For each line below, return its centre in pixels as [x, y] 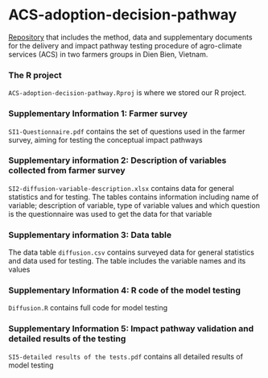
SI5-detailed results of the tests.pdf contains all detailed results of [126, 356]
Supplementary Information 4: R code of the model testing [125, 290]
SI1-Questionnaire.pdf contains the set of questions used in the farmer [127, 131]
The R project [35, 75]
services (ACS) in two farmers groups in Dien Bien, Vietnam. [108, 54]
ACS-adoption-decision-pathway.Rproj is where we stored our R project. [128, 93]
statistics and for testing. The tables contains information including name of [134, 197]
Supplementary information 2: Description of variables [118, 160]
